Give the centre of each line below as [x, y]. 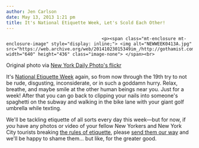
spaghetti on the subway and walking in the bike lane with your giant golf [95, 102]
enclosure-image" [28, 44]
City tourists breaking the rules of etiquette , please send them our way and [97, 132]
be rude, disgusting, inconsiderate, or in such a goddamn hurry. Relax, [92, 83]
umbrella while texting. [34, 108]
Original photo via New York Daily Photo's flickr [64, 65]
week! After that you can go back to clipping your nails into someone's [92, 96]
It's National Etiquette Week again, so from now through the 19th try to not [97, 77]
